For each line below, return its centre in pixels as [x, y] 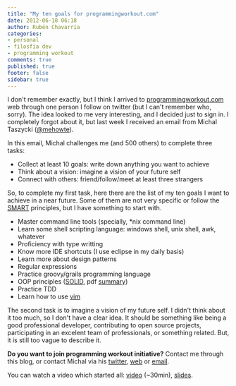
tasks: [16, 151]
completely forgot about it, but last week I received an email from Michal [112, 122]
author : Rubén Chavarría [44, 27]
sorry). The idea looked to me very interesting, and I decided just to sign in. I [118, 114]
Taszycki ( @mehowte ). [41, 129]
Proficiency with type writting [60, 244]
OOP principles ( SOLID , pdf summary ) [73, 282]
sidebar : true [28, 79]
